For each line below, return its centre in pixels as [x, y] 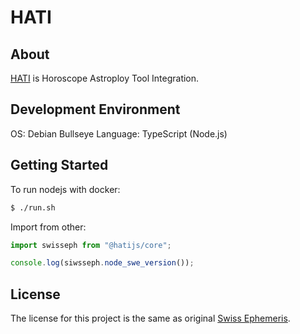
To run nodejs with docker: [65, 189]
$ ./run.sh [33, 207]
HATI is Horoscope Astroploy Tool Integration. [105, 78]
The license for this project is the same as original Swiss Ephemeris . [150, 318]
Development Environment [95, 109]
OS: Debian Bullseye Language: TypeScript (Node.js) [119, 133]
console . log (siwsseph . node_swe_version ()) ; [102, 263]
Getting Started [59, 165]
